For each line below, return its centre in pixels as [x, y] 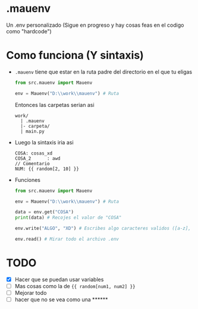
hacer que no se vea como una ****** [61, 299]
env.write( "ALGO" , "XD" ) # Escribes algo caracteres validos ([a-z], [103, 228]
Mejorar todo [31, 292]
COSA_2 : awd [37, 158]
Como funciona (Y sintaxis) [75, 56]
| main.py [32, 131]
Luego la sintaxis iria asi [44, 142]
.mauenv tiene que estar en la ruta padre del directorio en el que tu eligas [103, 72]
